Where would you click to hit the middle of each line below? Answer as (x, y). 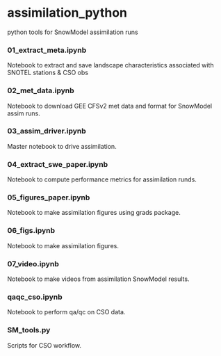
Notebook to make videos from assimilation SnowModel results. (98, 279)
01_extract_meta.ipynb (47, 50)
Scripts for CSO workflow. (44, 345)
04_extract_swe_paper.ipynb (58, 164)
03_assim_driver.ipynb (47, 131)
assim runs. (24, 113)
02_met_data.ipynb (41, 90)
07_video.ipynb (33, 264)
